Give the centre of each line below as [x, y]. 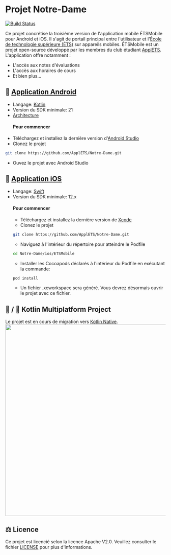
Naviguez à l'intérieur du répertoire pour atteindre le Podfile [83, 244]
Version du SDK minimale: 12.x [45, 196]
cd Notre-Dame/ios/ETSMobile [44, 253]
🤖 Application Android [41, 92]
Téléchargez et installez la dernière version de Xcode [76, 219]
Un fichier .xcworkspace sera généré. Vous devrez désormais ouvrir [92, 288]
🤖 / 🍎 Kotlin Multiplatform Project [58, 309]
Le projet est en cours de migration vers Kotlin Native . [62, 322]
